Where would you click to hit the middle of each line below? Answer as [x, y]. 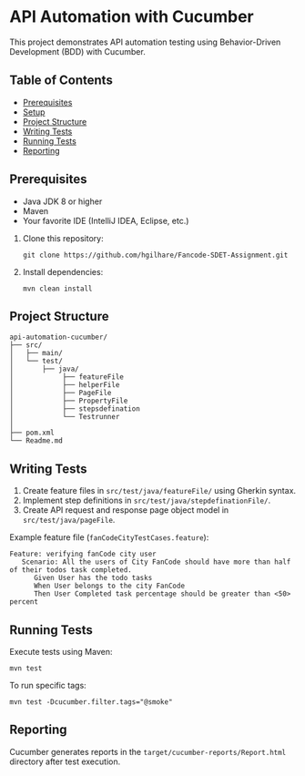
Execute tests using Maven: [61, 652]
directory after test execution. [65, 761]
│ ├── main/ [36, 353]
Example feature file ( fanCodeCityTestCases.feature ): [109, 537]
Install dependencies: [63, 271]
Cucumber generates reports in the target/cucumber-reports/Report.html [148, 751]
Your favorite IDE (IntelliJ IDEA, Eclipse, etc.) [106, 220]
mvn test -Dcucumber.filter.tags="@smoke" [91, 702]
